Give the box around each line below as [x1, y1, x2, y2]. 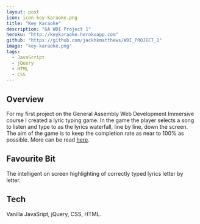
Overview [6, 94, 45, 104]
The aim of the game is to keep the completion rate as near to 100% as [6, 129, 184, 137]
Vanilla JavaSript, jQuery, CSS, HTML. [6, 210, 102, 217]
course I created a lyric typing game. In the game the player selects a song [6, 117, 195, 124]
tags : [6, 49, 20, 55]
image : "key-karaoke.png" [6, 43, 72, 49]
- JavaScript [12, 54, 45, 60]
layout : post [6, 9, 40, 15]
